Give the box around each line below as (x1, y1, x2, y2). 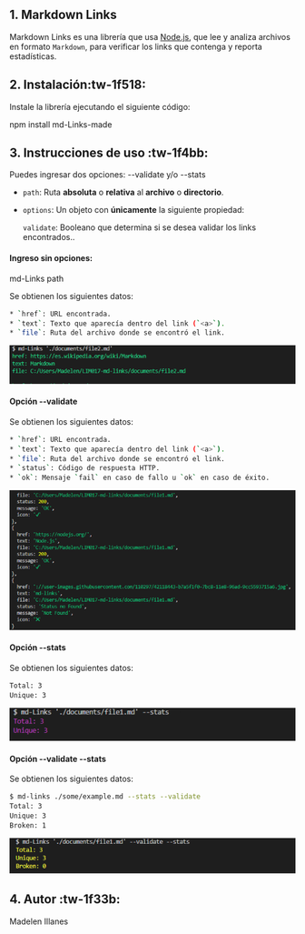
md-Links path (9, 273, 64, 284)
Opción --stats (9, 642, 66, 653)
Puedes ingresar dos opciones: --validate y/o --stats (9, 169, 206, 180)
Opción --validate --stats (9, 753, 107, 764)
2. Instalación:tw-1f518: (9, 77, 147, 93)
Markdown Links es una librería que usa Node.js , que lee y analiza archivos (9, 31, 290, 42)
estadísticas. (9, 50, 57, 62)
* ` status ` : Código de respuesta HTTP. (9, 464, 161, 473)
